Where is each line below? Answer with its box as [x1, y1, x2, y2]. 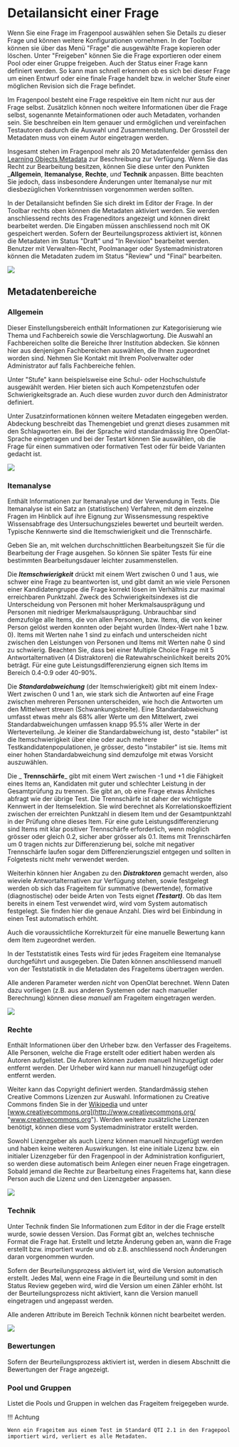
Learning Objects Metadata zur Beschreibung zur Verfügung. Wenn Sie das [7, 155, 229, 163]
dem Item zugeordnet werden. [7, 935, 96, 944]
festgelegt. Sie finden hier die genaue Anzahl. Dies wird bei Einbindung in [7, 907, 223, 915]
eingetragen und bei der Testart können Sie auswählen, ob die [33, 434, 216, 443]
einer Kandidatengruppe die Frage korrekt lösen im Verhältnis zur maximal [7, 585, 225, 593]
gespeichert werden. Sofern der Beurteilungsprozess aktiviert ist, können [7, 229, 223, 237]
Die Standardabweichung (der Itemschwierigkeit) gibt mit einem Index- [7, 682, 218, 691]
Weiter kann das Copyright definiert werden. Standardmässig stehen [7, 1085, 208, 1093]
